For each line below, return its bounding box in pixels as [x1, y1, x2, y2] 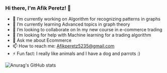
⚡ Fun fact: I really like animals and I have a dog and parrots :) [12, 50, 140, 57]
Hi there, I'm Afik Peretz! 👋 [5, 5, 71, 12]
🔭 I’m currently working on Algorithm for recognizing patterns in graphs [12, 16, 161, 22]
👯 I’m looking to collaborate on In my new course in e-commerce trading [12, 27, 162, 33]
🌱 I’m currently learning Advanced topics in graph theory [12, 21, 130, 27]
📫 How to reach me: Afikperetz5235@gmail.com [12, 43, 115, 49]
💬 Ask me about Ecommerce [12, 37, 72, 43]
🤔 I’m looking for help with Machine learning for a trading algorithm [12, 32, 151, 38]
